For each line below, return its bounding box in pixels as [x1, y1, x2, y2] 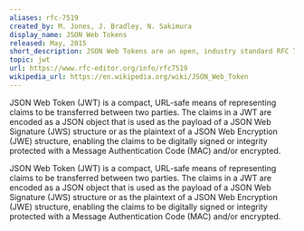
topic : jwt [9, 55, 51, 64]
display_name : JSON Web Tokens [9, 30, 128, 39]
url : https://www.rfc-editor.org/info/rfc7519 [9, 64, 188, 73]
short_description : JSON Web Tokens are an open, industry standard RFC [9, 47, 290, 56]
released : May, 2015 [9, 38, 88, 48]
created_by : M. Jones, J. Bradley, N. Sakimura [9, 22, 193, 31]
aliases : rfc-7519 [9, 13, 79, 23]
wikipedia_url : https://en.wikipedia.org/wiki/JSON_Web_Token [9, 72, 249, 82]
